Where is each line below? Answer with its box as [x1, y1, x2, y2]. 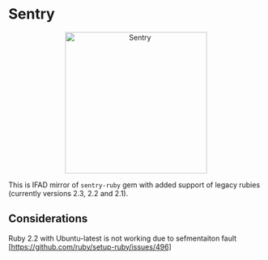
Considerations [8, 212, 88, 226]
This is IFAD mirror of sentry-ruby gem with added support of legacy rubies [8, 179, 261, 190]
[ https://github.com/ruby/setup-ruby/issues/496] [8, 241, 172, 251]
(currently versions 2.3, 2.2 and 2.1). [8, 188, 129, 198]
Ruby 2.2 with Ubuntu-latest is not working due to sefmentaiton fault [8, 233, 237, 243]
